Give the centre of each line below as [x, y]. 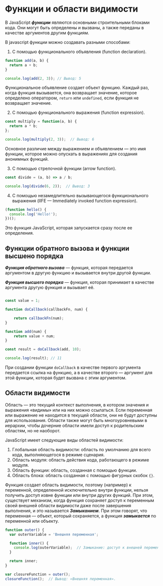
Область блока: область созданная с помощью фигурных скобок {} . [83, 475]
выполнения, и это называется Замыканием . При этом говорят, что [76, 511]
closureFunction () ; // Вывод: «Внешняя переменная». [61, 579]
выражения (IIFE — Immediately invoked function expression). [75, 201]
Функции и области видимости [72, 9]
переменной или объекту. [32, 521]
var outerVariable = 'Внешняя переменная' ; [54, 534]
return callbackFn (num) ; [39, 318]
